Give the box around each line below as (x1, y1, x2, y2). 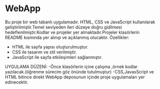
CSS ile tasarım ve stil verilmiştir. (12, 49, 77, 55)
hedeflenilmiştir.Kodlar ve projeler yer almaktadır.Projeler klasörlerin (5, 29, 140, 35)
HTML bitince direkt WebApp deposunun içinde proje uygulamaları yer (5, 74, 145, 80)
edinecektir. (5, 79, 29, 85)
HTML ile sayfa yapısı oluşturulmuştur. (12, 44, 88, 50)
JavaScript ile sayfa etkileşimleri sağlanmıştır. (12, 54, 103, 60)
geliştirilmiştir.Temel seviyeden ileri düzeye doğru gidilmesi (5, 24, 122, 30)
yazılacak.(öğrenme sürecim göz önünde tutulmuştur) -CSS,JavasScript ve (5, 69, 154, 74)
